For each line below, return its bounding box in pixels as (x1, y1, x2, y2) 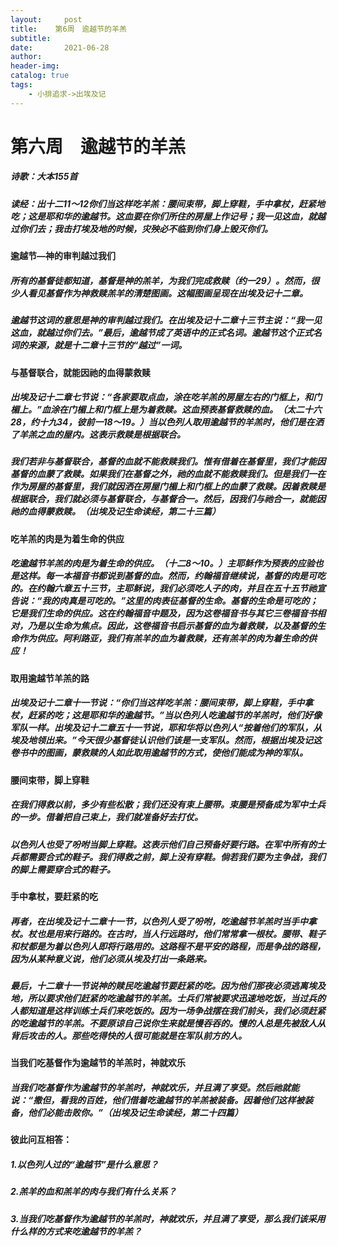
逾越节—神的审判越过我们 (10, 250, 116, 262)
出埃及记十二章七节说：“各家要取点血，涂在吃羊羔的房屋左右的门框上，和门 (10, 391, 323, 403)
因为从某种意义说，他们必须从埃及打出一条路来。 (10, 952, 212, 965)
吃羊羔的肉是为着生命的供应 (10, 532, 125, 545)
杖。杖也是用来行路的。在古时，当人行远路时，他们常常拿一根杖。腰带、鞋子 (10, 927, 326, 940)
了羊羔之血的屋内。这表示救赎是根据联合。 (10, 429, 186, 441)
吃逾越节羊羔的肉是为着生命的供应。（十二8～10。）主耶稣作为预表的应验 (10, 557, 315, 570)
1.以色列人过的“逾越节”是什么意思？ (10, 1159, 159, 1171)
